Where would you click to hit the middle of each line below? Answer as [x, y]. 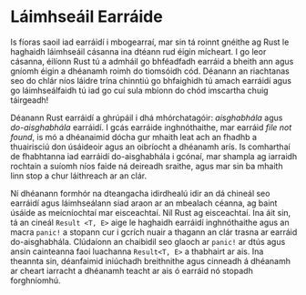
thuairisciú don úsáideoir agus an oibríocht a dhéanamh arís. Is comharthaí [150, 147]
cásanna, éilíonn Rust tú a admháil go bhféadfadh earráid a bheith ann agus [152, 61]
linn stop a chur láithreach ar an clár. [79, 176]
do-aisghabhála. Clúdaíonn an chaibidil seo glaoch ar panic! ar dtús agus [148, 241]
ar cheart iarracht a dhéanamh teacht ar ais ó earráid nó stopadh [132, 270]
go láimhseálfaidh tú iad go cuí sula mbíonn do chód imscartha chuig [139, 90]
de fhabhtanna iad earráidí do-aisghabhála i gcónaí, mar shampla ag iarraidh [154, 156]
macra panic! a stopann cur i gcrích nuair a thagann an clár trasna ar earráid [154, 232]
